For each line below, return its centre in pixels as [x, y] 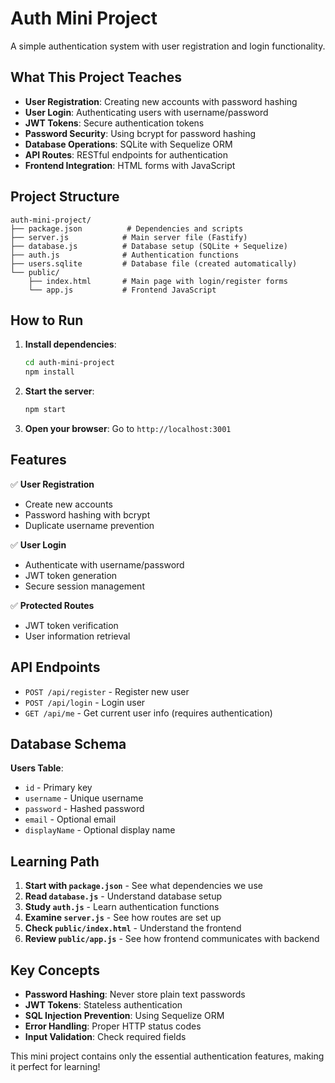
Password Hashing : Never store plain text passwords [135, 994]
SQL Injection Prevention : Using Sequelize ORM [124, 1016]
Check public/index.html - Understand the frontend [133, 928]
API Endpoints [55, 667]
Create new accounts [68, 504]
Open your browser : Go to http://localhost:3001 [128, 428]
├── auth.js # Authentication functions [125, 255]
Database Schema [68, 744]
